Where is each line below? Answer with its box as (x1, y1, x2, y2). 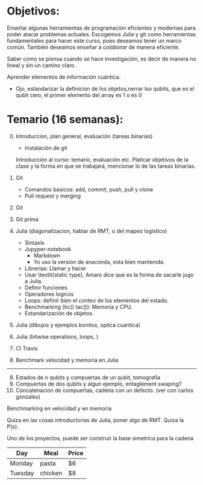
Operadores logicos (24, 290, 74, 297)
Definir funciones (24, 284, 68, 291)
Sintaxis (24, 239, 45, 246)
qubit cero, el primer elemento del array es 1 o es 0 (15, 91, 142, 98)
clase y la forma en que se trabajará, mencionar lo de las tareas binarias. (15, 162, 196, 170)
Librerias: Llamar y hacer (24, 265, 87, 272)
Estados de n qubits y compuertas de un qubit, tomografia (15, 373, 160, 381)
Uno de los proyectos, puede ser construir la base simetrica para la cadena (7, 434, 194, 442)
